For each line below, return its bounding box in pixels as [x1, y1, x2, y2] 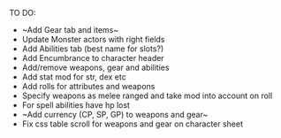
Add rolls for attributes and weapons [21, 81, 156, 91]
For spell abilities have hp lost [21, 100, 131, 110]
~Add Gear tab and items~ [21, 25, 119, 34]
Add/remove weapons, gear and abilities [21, 62, 170, 73]
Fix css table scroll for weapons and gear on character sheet [21, 119, 244, 129]
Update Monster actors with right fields [21, 34, 165, 44]
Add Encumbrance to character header [21, 53, 165, 63]
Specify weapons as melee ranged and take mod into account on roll [21, 90, 273, 101]
